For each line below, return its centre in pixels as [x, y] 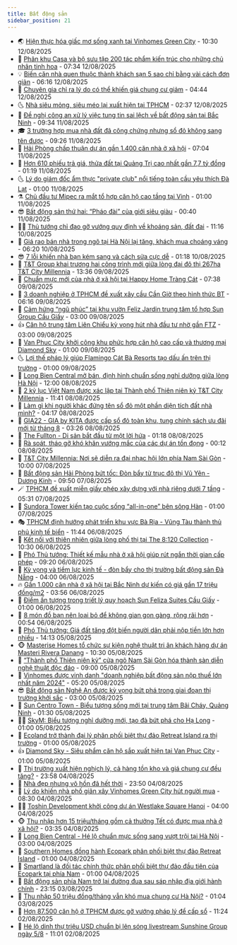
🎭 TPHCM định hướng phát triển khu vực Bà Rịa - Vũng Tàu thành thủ [120, 521]
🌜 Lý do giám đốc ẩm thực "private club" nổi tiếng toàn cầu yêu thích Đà [123, 178]
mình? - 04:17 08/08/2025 [56, 413]
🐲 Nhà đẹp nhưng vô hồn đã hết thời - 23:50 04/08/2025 [100, 783]
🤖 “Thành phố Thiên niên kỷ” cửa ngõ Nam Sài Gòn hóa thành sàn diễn [120, 660]
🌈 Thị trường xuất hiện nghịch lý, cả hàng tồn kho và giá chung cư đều [120, 768]
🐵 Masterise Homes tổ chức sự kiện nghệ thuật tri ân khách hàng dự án [122, 645]
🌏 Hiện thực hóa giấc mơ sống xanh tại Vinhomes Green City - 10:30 [118, 41]
